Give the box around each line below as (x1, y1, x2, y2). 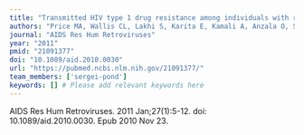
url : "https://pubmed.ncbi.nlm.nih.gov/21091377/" (9, 64, 204, 73)
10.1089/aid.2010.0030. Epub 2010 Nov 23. (9, 115, 169, 126)
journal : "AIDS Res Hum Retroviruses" (9, 30, 156, 39)
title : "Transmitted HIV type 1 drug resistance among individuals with (9, 13, 290, 23)
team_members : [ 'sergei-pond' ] (9, 72, 128, 82)
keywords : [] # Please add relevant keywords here (9, 81, 204, 90)
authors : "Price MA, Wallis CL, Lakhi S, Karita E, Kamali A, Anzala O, (9, 22, 290, 31)
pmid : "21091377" (9, 47, 75, 56)
